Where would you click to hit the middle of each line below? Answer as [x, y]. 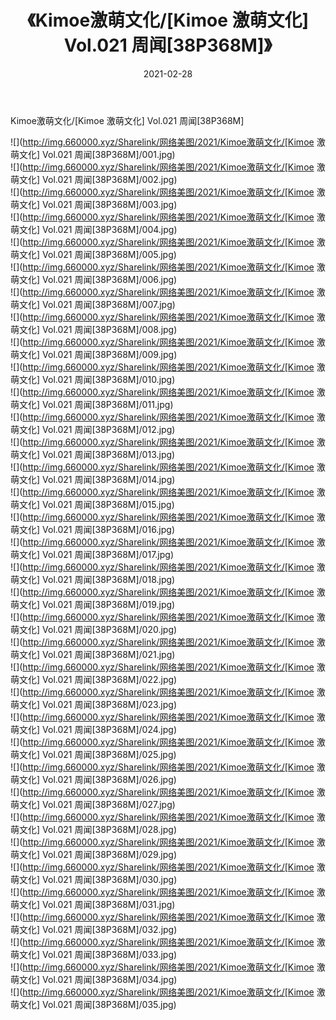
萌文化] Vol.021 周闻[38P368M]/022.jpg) [94, 679]
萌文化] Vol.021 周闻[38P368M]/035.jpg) [93, 1004]
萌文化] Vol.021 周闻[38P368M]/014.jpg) [93, 479]
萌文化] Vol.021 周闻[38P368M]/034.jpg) [94, 979]
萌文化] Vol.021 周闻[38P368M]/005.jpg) [93, 254]
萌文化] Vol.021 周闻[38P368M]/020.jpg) [94, 629]
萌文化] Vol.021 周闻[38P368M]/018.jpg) [93, 579]
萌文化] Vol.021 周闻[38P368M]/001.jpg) [93, 154]
